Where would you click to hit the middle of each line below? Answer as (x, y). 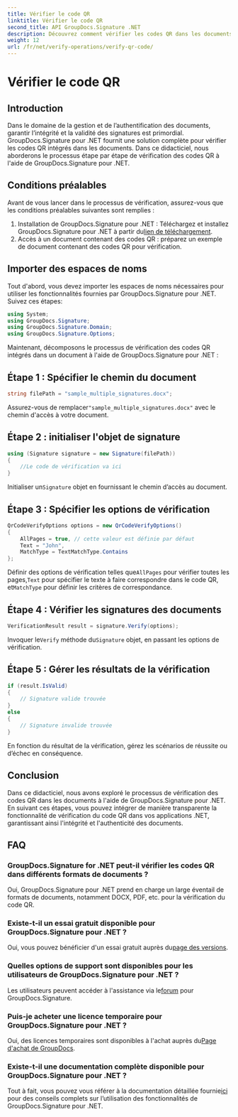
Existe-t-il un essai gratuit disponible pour (81, 923)
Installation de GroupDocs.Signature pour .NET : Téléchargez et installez (123, 224)
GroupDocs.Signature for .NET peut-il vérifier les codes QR (111, 865)
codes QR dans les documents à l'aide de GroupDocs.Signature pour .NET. (117, 800)
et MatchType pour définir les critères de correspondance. (90, 588)
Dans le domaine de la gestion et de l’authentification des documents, (109, 125)
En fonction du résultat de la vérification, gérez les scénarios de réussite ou (118, 745)
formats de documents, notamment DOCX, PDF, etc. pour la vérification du (116, 897)
